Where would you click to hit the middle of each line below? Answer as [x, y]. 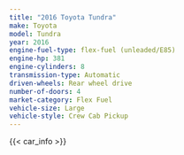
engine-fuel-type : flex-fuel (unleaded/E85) [92, 50]
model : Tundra [35, 34]
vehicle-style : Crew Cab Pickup [69, 116]
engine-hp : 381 [37, 58]
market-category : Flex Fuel [61, 100]
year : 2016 [29, 42]
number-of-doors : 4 [45, 91]
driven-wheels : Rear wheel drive [71, 83]
